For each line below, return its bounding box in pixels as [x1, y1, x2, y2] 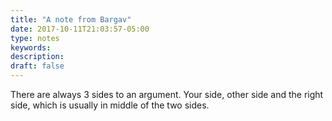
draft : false [10, 61, 65, 71]
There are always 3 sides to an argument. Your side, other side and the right [10, 89, 324, 100]
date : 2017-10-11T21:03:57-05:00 [10, 24, 150, 34]
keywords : [10, 42, 52, 53]
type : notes [10, 33, 60, 43]
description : [10, 52, 65, 62]
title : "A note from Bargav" [10, 14, 132, 25]
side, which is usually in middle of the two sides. [10, 99, 210, 111]
